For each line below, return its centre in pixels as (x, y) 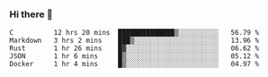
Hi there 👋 (31, 14)
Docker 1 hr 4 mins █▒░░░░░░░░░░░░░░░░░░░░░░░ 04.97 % (134, 64)
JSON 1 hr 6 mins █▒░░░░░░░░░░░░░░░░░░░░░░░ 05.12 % (134, 56)
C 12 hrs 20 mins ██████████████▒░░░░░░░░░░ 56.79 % (134, 33)
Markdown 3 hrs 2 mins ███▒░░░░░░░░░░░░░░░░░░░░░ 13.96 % (134, 41)
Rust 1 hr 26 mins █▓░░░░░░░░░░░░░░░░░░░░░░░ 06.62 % (134, 48)
